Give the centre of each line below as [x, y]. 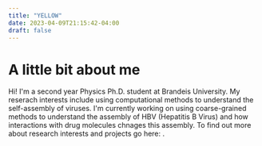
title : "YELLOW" [35, 15]
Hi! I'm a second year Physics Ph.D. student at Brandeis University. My [124, 91]
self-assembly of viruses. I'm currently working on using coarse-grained [127, 109]
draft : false [30, 30]
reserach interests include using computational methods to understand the [131, 100]
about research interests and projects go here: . [87, 134]
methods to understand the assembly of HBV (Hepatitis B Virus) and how [129, 117]
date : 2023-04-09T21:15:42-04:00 [64, 23]
